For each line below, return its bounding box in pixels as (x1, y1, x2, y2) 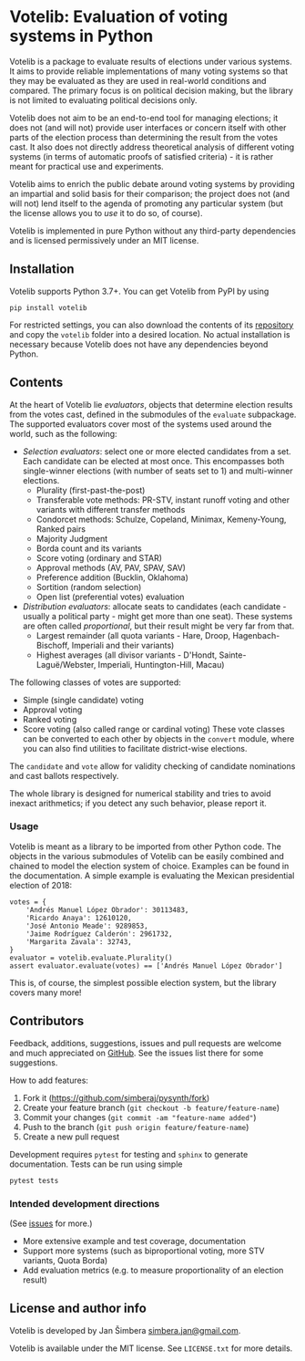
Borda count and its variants (36, 543, 143, 554)
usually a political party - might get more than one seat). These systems (22, 610, 293, 621)
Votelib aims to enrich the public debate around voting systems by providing (9, 178, 296, 189)
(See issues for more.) (9, 1218, 93, 1229)
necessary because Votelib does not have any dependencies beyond (9, 338, 269, 349)
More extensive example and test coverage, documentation (22, 1235, 246, 1246)
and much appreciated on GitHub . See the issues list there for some (9, 1047, 264, 1058)
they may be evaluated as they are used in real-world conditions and (9, 75, 267, 86)
